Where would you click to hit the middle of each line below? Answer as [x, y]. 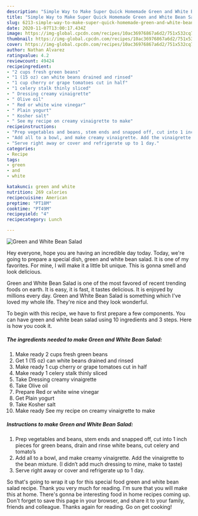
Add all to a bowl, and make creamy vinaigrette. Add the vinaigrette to [100, 458]
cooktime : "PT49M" [29, 209]
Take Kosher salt [35, 404]
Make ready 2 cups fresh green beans [61, 354]
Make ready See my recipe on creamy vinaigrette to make [85, 410]
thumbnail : [20, 39]
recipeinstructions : [32, 127]
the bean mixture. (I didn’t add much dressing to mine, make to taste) [99, 464]
